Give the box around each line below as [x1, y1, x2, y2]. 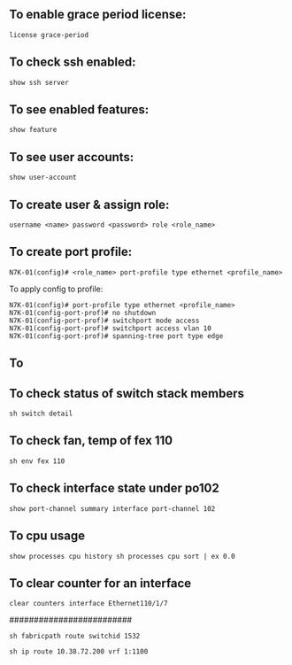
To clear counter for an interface [9, 576, 192, 591]
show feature [9, 126, 58, 135]
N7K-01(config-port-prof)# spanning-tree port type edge [9, 331, 224, 340]
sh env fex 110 [9, 456, 65, 466]
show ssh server [9, 78, 69, 87]
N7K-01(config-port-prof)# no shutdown [9, 308, 157, 317]
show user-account [9, 173, 77, 182]
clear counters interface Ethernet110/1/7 [9, 599, 168, 608]
